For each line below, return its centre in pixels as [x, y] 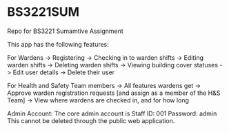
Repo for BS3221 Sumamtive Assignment [66, 31]
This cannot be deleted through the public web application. [91, 120]
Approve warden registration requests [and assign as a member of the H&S [114, 93]
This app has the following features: [58, 44]
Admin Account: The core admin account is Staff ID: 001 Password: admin [112, 113]
